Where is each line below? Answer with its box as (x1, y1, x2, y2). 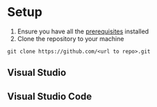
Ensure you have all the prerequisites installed (17, 27, 149, 35)
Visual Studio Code (7, 90, 92, 102)
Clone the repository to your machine (17, 34, 124, 42)
